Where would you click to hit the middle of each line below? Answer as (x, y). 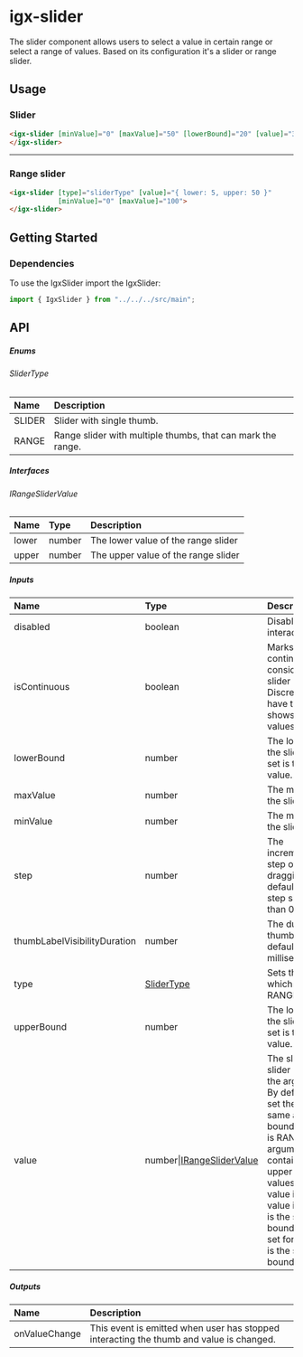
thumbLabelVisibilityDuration (75, 941)
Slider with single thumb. (106, 420)
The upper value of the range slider (165, 555)
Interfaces (29, 471)
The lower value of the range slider (164, 541)
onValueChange (47, 1333)
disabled (32, 627)
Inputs (22, 580)
